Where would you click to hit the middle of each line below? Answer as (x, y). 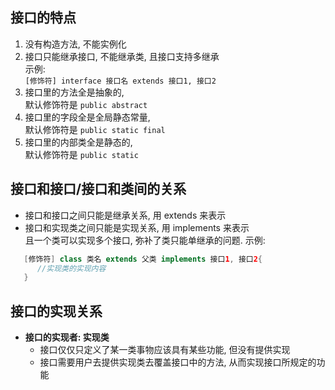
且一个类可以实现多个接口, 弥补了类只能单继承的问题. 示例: (145, 240)
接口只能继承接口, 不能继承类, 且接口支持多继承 (122, 56)
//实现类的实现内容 (71, 268)
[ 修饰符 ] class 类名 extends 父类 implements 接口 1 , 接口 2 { (143, 259)
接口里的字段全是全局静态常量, (87, 117)
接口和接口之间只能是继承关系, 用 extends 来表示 (125, 215)
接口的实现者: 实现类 (67, 337)
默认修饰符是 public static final (95, 129)
